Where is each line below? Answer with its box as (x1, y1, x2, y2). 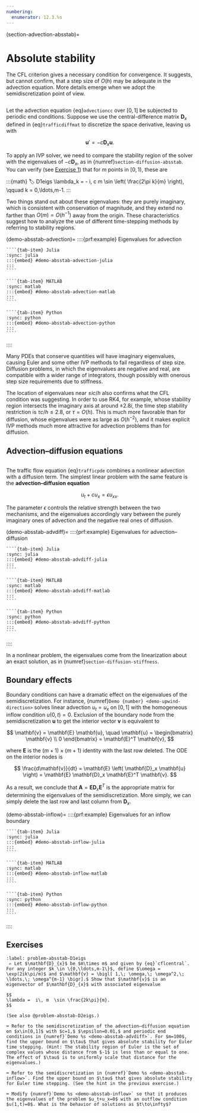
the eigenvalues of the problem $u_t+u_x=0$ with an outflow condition (6, 1096, 187, 1102)
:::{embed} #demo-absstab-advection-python (6, 320, 116, 327)
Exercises (6, 940, 43, 950)
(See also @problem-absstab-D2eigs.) (6, 1013, 100, 1019)
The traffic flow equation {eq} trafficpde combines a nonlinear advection (6, 467, 185, 474)
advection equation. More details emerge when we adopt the (6, 84, 156, 91)
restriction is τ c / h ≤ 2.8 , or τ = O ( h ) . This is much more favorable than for (6, 409, 186, 416)
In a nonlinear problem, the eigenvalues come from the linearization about (6, 651, 187, 658)
